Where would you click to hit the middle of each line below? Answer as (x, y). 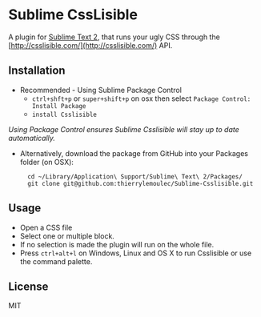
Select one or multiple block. (67, 236)
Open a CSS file (46, 227)
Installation (37, 71)
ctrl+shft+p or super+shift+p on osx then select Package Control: (141, 98)
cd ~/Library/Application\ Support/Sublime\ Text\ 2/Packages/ (135, 177)
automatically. (32, 138)
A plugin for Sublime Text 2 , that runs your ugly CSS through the (114, 37)
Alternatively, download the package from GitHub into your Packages (134, 153)
